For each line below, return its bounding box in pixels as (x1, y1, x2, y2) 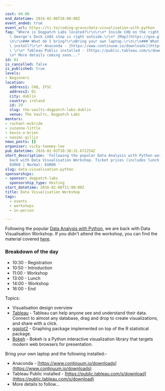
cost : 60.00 (5, 11, 29, 16)
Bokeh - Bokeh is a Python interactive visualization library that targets (12, 336, 153, 342)
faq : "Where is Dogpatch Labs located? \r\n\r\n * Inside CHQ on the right (5, 30, 160, 35)
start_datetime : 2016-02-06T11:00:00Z (5, 185, 84, 190)
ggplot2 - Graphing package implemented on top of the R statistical (12, 325, 149, 332)
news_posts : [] (5, 140, 36, 144)
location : (5, 80, 26, 85)
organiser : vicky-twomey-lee (5, 144, 65, 149)
